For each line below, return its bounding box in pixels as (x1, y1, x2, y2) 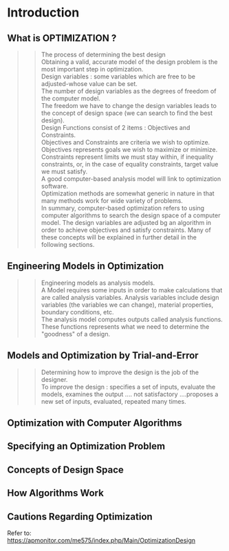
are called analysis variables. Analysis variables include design (41, 293, 219, 301)
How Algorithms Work (7, 487, 105, 499)
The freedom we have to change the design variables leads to (41, 102, 217, 109)
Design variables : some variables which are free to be (41, 72, 196, 80)
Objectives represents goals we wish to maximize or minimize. (41, 146, 218, 153)
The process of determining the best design (41, 50, 166, 58)
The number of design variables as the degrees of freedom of (41, 87, 217, 95)
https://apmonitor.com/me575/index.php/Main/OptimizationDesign (7, 537, 196, 544)
